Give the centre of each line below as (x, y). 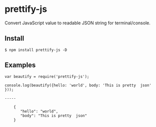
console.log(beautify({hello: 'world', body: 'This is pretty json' (78, 85)
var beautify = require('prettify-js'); (47, 76)
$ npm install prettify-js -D (36, 50)
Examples (20, 65)
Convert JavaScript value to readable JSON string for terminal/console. (78, 23)
